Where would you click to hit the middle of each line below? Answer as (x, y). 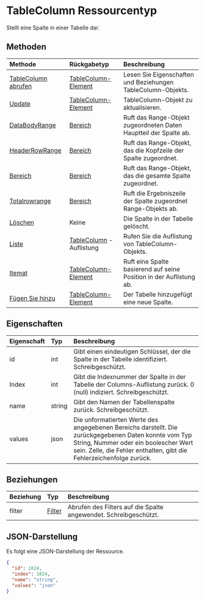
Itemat (19, 273)
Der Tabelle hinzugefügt (158, 294)
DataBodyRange (33, 125)
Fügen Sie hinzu (33, 298)
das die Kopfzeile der (153, 150)
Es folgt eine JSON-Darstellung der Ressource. (65, 552)
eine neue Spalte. (148, 302)
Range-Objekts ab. (150, 208)
